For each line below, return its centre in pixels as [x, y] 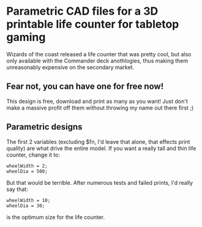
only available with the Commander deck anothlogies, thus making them [97, 61]
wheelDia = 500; [27, 171]
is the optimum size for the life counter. [56, 217]
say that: [17, 189]
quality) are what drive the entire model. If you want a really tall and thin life [101, 148]
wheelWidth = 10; [28, 200]
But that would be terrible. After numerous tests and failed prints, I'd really [100, 182]
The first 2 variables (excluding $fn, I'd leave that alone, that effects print [98, 141]
